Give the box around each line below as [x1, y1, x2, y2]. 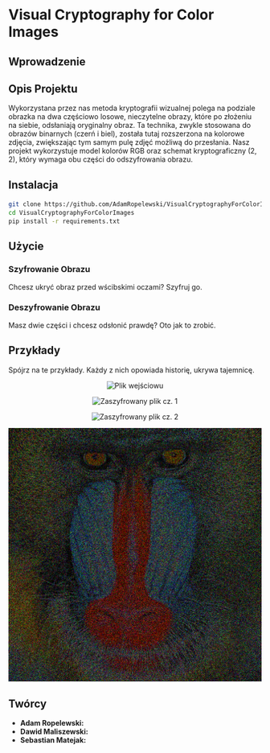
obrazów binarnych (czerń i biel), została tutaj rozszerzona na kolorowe [8, 129, 245, 138]
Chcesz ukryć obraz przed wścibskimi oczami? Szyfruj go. [8, 282, 202, 291]
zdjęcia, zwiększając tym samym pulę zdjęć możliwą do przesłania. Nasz [8, 138, 251, 147]
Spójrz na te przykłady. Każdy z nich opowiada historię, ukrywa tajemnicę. [8, 364, 255, 375]
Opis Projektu [8, 82, 78, 96]
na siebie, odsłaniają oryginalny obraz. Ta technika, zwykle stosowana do [8, 121, 252, 130]
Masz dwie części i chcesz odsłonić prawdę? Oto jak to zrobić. [8, 320, 216, 330]
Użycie [8, 240, 44, 253]
